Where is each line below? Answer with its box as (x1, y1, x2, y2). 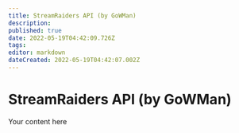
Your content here (8, 116, 67, 126)
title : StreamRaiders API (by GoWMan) (8, 11, 137, 20)
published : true (8, 26, 62, 34)
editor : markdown (8, 49, 66, 57)
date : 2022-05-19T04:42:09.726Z (8, 33, 115, 42)
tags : (8, 41, 26, 49)
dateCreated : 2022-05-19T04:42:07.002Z (8, 57, 141, 65)
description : (8, 19, 52, 27)
